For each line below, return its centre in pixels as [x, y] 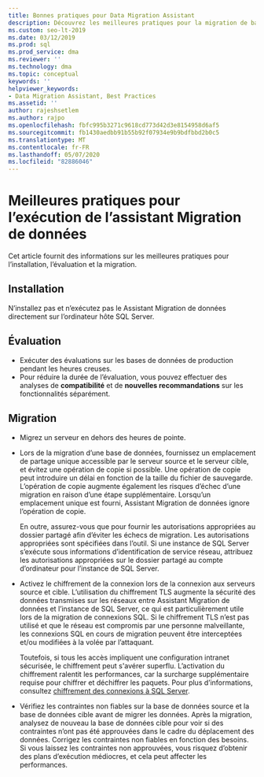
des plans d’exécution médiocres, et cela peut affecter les [113, 756]
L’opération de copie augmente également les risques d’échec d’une [130, 486]
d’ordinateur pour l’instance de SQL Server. [89, 568]
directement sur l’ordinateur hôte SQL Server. [81, 316]
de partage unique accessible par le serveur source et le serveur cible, [134, 461]
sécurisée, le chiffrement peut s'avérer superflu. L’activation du [122, 665]
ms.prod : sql [29, 45]
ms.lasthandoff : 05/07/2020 [54, 154]
